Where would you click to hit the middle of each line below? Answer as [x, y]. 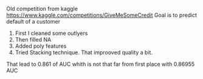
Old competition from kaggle [42, 9]
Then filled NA [33, 39]
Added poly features [41, 46]
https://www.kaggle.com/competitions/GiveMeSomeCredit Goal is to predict [102, 15]
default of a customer [33, 21]
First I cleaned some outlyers [51, 33]
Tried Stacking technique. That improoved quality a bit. [84, 52]
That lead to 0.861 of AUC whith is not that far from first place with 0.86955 [101, 64]
